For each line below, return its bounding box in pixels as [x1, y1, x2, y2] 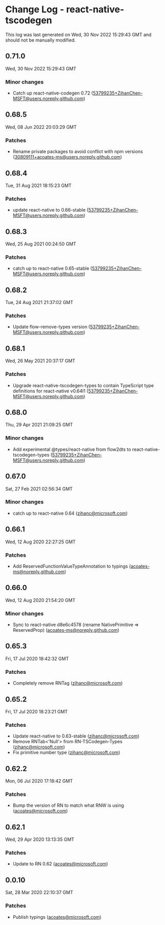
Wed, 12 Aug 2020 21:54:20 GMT [5, 597, 76, 603]
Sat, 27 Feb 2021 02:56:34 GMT [5, 485, 73, 492]
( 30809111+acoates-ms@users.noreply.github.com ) [12, 154, 122, 160]
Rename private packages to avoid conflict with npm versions [12, 148, 143, 155]
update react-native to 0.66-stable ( [12, 207, 89, 213]
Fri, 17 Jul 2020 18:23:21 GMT [5, 708, 68, 714]
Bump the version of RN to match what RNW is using [12, 802, 124, 808]
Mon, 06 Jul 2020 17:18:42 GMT [5, 778, 73, 784]
